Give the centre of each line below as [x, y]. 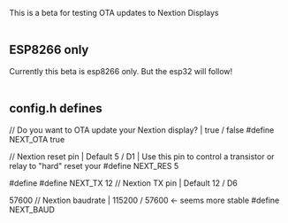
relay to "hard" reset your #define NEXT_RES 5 [94, 165]
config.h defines [56, 108]
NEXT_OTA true [37, 139]
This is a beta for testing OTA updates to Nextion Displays [114, 13]
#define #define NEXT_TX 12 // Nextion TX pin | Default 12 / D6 [124, 183]
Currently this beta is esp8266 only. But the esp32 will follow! [121, 71]
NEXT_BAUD [32, 209]
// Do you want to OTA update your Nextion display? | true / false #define [142, 130]
